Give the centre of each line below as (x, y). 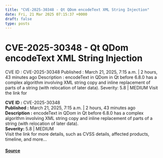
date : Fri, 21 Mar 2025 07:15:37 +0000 (46, 14)
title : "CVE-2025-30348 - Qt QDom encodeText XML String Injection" (77, 10)
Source (13, 151)
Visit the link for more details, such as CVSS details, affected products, (77, 134)
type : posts (17, 23)
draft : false (19, 19)
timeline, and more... (26, 139)
